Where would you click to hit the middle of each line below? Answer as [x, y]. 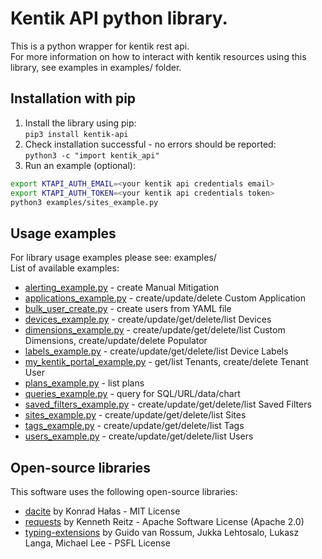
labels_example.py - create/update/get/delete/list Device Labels [156, 351]
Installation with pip [73, 98]
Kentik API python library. [119, 18]
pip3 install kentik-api [76, 134]
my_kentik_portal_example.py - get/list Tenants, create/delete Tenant [166, 362]
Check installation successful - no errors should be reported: [150, 144]
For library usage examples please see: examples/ [113, 258]
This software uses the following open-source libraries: [124, 491]
